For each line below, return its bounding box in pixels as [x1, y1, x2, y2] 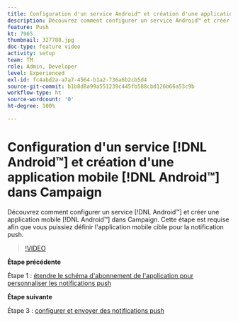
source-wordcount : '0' [7, 96, 74, 103]
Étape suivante [7, 292, 53, 301]
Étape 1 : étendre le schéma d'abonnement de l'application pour [7, 271, 193, 280]
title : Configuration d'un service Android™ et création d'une [7, 10, 198, 18]
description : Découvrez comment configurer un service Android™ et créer [7, 17, 230, 24]
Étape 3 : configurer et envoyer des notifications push [7, 306, 165, 315]
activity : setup [7, 50, 55, 57]
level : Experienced [7, 69, 65, 76]
